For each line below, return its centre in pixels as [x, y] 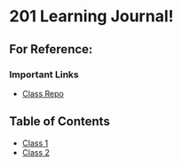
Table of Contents [60, 122]
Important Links [44, 75]
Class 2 [36, 152]
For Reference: [51, 49]
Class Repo [43, 93]
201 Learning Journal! [91, 16]
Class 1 [35, 143]
